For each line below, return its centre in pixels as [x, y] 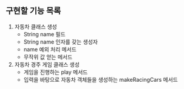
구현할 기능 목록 [33, 11]
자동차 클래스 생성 [36, 27]
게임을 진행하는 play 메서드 [56, 72]
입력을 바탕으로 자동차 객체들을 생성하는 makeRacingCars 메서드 [101, 79]
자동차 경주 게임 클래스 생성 [47, 64]
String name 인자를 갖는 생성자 [61, 42]
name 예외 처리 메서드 [50, 49]
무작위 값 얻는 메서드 [48, 57]
